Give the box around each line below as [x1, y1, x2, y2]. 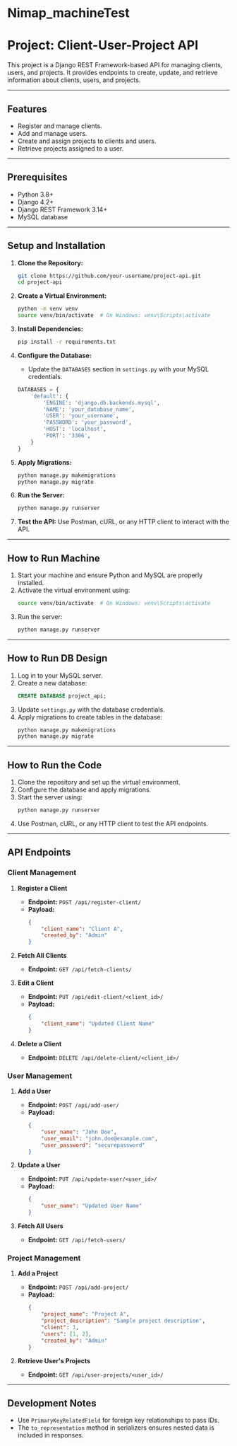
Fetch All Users [17, 1222, 63, 1230]
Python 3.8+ [17, 190, 54, 199]
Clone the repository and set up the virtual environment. [17, 778, 181, 787]
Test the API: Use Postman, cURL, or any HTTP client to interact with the [17, 518, 229, 526]
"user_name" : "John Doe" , [41, 1128, 118, 1135]
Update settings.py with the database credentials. [17, 705, 165, 714]
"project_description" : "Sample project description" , [41, 1317, 206, 1324]
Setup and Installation [7, 240, 106, 252]
